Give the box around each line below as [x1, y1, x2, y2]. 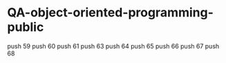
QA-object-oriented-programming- [7, 5, 214, 21]
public [7, 19, 44, 35]
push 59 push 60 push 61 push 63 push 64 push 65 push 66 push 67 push [7, 42, 220, 50]
